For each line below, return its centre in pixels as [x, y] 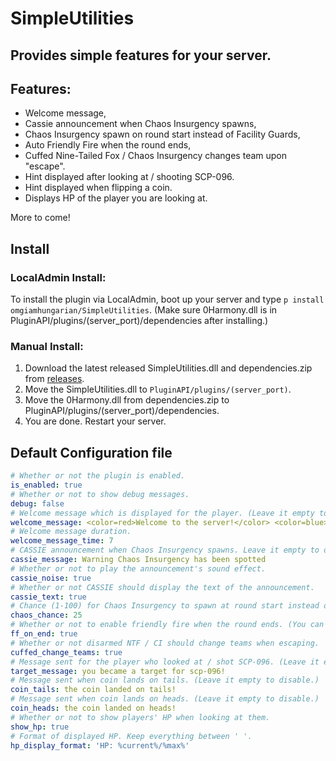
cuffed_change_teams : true [66, 652]
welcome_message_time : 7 [62, 541]
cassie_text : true [48, 597]
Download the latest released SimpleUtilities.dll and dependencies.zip [168, 368]
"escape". [45, 166]
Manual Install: [47, 346]
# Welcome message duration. [71, 532]
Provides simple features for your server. [141, 55]
